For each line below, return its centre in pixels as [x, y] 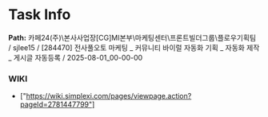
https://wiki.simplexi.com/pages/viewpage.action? [109, 96]
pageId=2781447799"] [57, 104]
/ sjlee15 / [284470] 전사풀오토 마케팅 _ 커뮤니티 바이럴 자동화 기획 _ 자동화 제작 [134, 47]
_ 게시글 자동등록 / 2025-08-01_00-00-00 [76, 57]
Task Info [40, 15]
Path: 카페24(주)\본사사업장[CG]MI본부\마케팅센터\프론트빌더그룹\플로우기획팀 [132, 37]
